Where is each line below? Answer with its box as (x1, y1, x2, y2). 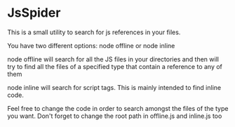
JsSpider (7, 5, 61, 21)
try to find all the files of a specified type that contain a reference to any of (7, 62, 223, 70)
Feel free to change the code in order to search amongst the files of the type (7, 104, 229, 112)
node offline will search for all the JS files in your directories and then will (7, 54, 220, 63)
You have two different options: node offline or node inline (7, 41, 175, 50)
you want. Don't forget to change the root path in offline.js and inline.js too (7, 112, 222, 120)
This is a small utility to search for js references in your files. (7, 28, 181, 36)
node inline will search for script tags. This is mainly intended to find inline (7, 83, 222, 91)
